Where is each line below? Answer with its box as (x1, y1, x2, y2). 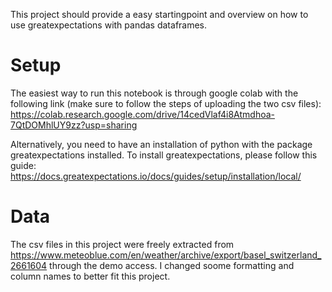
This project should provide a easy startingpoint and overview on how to (10, 9, 309, 20)
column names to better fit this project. (10, 270, 171, 282)
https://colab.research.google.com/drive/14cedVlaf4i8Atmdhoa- (10, 108, 275, 120)
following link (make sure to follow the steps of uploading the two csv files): (10, 97, 322, 109)
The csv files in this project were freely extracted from (10, 238, 235, 250)
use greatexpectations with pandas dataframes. (10, 19, 208, 31)
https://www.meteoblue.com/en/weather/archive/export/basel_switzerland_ (10, 249, 322, 261)
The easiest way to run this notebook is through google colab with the (10, 87, 299, 99)
